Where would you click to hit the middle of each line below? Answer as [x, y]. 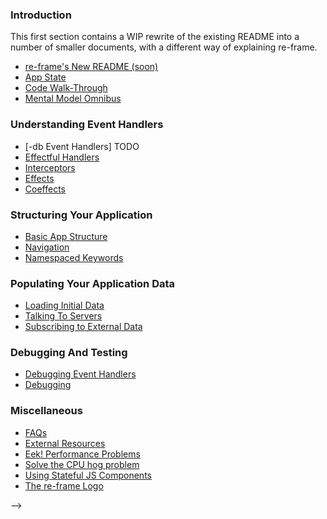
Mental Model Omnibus [73, 99]
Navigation [47, 247]
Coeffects [45, 189]
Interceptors [50, 167]
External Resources [65, 443]
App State [45, 77]
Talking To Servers [63, 316]
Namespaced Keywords [74, 257]
